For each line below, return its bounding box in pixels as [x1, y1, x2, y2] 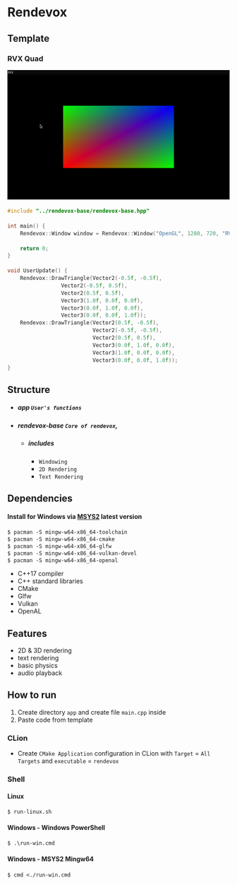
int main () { [7, 222, 46, 230]
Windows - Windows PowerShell [7, 823, 106, 831]
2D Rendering [38, 466, 78, 473]
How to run [7, 689, 57, 701]
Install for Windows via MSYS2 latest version [7, 512, 142, 520]
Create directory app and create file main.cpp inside [17, 708, 166, 716]
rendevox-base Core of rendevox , [17, 421, 119, 430]
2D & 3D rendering [17, 646, 72, 655]
